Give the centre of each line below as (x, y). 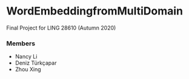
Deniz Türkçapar (36, 63)
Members (21, 43)
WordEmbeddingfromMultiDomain (95, 11)
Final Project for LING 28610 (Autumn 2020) (61, 28)
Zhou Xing (28, 69)
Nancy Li (26, 57)
